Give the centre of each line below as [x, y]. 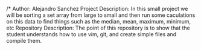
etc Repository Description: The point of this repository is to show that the [98, 28]
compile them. [24, 41]
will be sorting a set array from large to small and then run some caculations [101, 15]
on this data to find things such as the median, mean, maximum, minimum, [99, 21]
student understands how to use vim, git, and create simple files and [91, 34]
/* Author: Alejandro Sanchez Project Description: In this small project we [97, 9]
